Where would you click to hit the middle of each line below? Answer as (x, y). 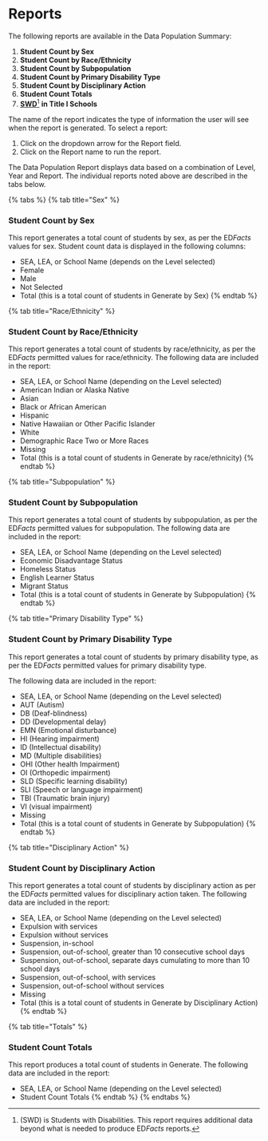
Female (32, 270)
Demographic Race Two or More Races (84, 441)
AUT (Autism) (42, 704)
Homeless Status (48, 569)
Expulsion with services (59, 926)
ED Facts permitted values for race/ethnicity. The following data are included (134, 358)
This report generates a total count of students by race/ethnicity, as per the (132, 349)
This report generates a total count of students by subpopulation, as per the (133, 520)
